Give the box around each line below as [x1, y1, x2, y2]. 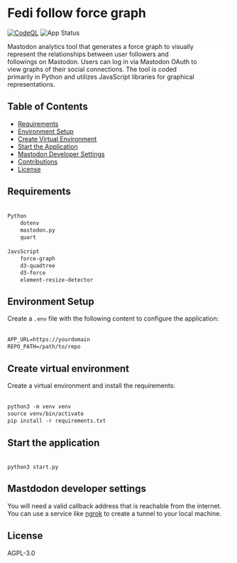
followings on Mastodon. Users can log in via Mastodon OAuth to [7, 57, 197, 65]
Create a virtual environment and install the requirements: [7, 382, 176, 390]
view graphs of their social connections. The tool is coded [7, 65, 177, 73]
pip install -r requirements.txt [7, 417, 106, 424]
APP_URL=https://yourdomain [7, 336, 91, 343]
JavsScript [7, 247, 40, 255]
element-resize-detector [20, 276, 94, 284]
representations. [7, 80, 55, 88]
